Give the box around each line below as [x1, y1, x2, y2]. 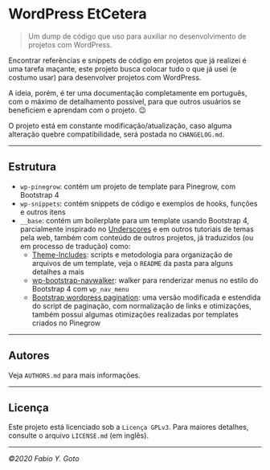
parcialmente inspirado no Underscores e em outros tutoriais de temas [19, 224, 255, 234]
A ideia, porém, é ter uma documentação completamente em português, [8, 88, 247, 97]
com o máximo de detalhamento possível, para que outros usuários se [8, 96, 241, 106]
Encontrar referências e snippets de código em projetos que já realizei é [8, 55, 247, 65]
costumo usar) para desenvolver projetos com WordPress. [8, 72, 202, 82]
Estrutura [8, 160, 57, 174]
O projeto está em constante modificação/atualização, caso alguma [8, 121, 232, 130]
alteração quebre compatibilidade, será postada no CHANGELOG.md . [8, 129, 225, 139]
